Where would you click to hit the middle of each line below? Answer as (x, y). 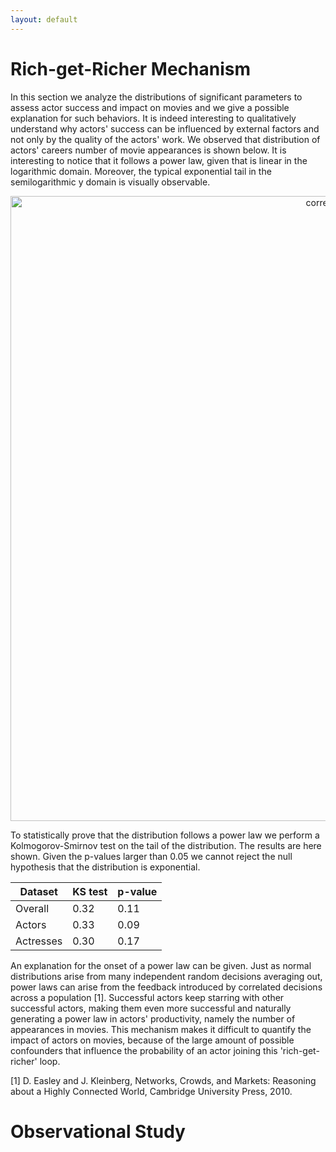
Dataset (38, 891)
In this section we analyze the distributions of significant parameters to (156, 97)
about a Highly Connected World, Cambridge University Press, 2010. (151, 1091)
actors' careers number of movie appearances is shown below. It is (148, 150)
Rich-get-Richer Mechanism (131, 68)
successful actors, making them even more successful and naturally (151, 1008)
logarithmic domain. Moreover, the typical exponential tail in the (141, 171)
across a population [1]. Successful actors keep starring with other (147, 997)
